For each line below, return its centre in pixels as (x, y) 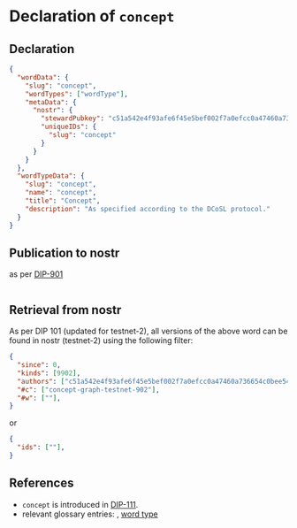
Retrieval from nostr (65, 310)
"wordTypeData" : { (51, 176)
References (42, 483)
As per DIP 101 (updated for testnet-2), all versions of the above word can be (148, 331)
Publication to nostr (65, 253)
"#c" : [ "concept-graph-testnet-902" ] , (89, 390)
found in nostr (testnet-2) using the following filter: (101, 341)
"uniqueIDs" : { (69, 127)
